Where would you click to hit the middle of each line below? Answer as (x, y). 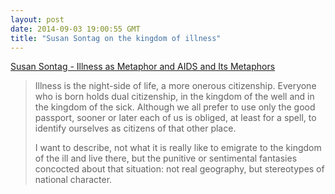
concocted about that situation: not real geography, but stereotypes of (179, 169)
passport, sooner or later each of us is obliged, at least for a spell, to (175, 118)
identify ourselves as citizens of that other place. (135, 128)
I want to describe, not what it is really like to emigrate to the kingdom (178, 148)
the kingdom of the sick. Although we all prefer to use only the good (175, 107)
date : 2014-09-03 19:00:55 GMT (75, 29)
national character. (73, 180)
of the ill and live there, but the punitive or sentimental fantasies (166, 158)
